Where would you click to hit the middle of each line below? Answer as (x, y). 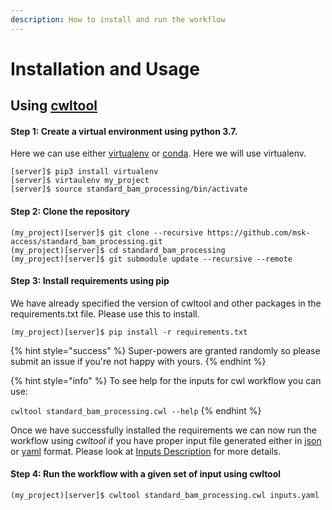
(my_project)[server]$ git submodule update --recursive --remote (151, 259)
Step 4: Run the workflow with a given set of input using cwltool (146, 474)
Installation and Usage (105, 68)
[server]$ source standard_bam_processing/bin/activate (129, 189)
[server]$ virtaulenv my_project (80, 181)
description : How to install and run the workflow (118, 19)
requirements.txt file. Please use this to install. (105, 313)
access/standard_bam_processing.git (86, 241)
